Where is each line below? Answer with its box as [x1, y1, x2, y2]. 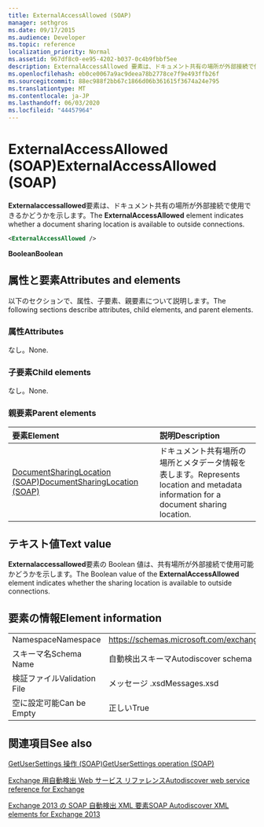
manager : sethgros [8, 19, 68, 27]
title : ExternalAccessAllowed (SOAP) [8, 11, 132, 20]
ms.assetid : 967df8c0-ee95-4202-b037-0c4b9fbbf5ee [8, 56, 178, 64]
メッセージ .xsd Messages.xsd [108, 678, 219, 689]
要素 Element [12, 430, 60, 441]
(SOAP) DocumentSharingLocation [12, 476, 139, 487]
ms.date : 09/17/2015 [8, 26, 76, 34]
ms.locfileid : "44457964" [8, 107, 93, 115]
